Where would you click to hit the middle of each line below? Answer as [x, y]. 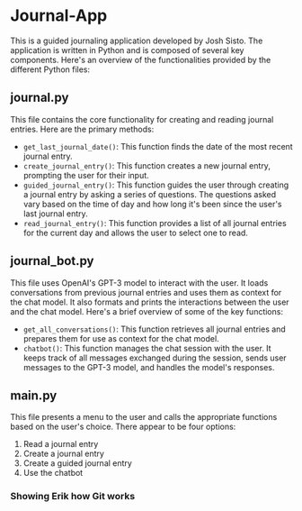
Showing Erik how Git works [73, 497]
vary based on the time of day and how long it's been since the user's [152, 204]
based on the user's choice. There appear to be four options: [123, 427]
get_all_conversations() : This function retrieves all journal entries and [154, 329]
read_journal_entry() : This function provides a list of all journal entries [155, 223]
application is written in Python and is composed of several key [127, 50]
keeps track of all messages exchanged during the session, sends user [155, 358]
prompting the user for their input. [86, 175]
